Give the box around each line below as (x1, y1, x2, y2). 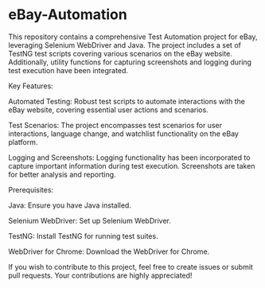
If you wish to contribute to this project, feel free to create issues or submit (8, 262, 253, 271)
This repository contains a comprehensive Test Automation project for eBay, (8, 32, 258, 41)
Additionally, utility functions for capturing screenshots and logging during (8, 57, 252, 67)
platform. (8, 137, 38, 146)
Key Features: (8, 81, 53, 91)
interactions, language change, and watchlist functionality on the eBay (8, 129, 239, 138)
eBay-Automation (8, 6, 127, 24)
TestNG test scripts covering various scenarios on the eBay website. (8, 49, 232, 58)
